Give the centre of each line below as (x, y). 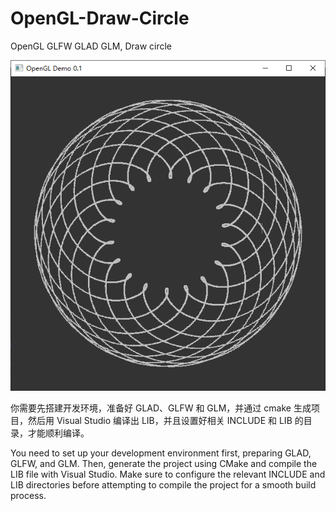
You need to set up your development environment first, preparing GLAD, (161, 453)
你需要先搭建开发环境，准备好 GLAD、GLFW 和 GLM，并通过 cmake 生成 (161, 408)
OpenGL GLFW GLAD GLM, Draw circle (91, 46)
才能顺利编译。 (58, 433)
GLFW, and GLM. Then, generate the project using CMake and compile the (164, 464)
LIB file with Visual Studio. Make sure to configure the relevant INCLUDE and (168, 474)
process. (28, 496)
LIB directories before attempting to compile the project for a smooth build (163, 485)
